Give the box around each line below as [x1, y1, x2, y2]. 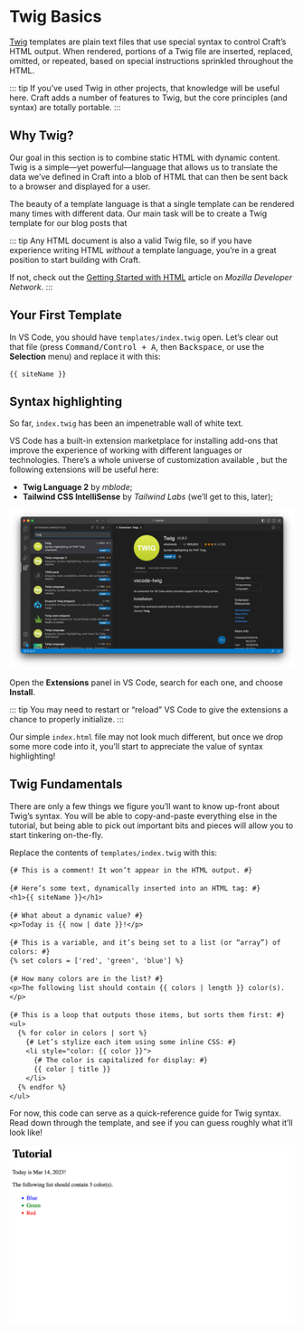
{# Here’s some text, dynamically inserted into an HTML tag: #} [9, 883, 260, 892]
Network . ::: [9, 281, 53, 292]
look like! [9, 1127, 43, 1137]
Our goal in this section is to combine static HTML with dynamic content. [9, 152, 280, 163]
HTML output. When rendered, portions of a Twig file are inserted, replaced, [9, 45, 293, 56]
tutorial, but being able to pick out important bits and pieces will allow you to [9, 820, 294, 831]
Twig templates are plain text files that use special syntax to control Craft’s [9, 36, 287, 47]
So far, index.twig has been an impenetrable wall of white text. [9, 418, 244, 429]
